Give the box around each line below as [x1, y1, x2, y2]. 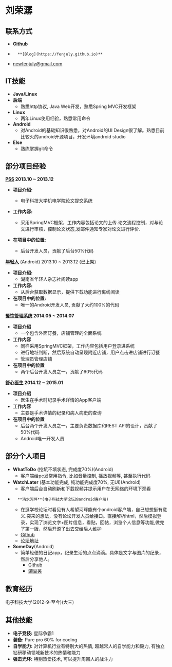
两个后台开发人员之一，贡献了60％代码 [20, 368, 103, 374]
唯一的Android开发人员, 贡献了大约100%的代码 [20, 301, 120, 308]
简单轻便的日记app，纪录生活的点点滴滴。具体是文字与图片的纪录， [20, 550, 164, 556]
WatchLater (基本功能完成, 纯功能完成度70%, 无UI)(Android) [12, 479, 141, 485]
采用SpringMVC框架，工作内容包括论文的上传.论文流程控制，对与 [20, 219, 159, 225]
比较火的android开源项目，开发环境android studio [20, 133, 126, 139]
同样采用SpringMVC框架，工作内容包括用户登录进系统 [20, 342, 135, 349]
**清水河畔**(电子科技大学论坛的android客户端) [17, 497, 109, 502]
